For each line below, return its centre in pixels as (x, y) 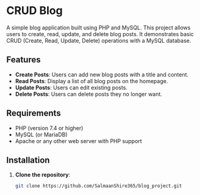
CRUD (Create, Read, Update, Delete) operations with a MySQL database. (99, 40)
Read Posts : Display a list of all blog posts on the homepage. (91, 81)
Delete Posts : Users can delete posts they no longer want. (89, 94)
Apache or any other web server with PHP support (78, 141)
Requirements (34, 113)
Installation (28, 160)
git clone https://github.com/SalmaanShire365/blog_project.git (98, 186)
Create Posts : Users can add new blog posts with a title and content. (102, 75)
